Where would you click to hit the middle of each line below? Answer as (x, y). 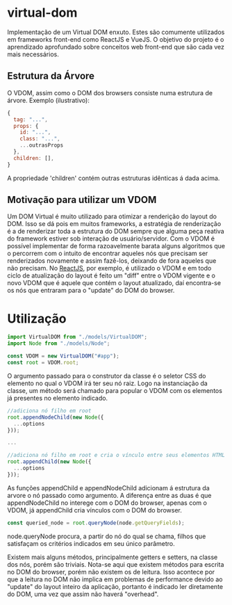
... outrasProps (42, 145)
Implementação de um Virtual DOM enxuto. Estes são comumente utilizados (116, 32)
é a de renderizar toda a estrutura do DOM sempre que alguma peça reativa (116, 232)
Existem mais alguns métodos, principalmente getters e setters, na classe (113, 557)
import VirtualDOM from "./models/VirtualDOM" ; (77, 337)
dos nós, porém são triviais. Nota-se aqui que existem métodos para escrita (116, 564)
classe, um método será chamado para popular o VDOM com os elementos (115, 390)
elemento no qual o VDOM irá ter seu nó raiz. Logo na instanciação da (108, 383)
